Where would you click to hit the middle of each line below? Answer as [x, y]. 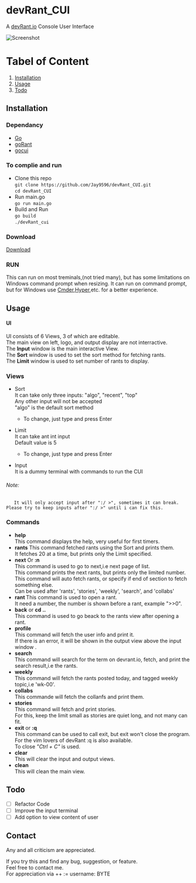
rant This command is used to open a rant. [66, 597]
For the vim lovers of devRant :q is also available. [73, 740]
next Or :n [27, 560]
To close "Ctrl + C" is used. [47, 746]
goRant [23, 144]
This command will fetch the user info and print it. [74, 634]
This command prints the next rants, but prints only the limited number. [100, 572]
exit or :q [25, 728]
